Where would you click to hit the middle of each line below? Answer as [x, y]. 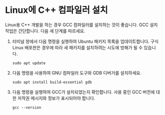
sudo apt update [29, 63]
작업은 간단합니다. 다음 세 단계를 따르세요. [45, 31]
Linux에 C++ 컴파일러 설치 [57, 10]
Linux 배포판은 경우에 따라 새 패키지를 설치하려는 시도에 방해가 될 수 [77, 47]
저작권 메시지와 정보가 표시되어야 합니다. [56, 98]
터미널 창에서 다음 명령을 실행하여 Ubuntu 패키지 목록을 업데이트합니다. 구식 [85, 41]
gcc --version [27, 107]
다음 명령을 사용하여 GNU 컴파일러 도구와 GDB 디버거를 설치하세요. [77, 73]
